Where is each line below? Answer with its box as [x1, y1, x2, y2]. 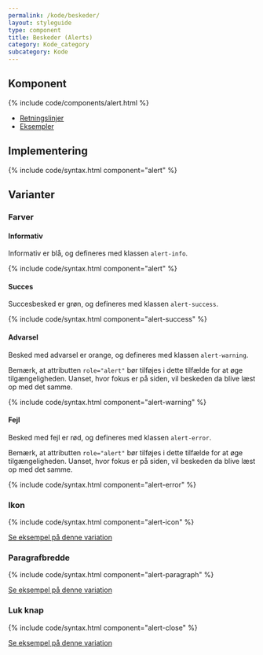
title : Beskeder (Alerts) [8, 33, 93, 42]
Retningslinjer [19, 113, 64, 123]
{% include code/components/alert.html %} [8, 98, 149, 107]
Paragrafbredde [8, 552, 71, 563]
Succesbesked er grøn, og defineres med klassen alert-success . [8, 300, 218, 309]
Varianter [8, 188, 55, 201]
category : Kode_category [8, 41, 89, 49]
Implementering [8, 145, 88, 158]
